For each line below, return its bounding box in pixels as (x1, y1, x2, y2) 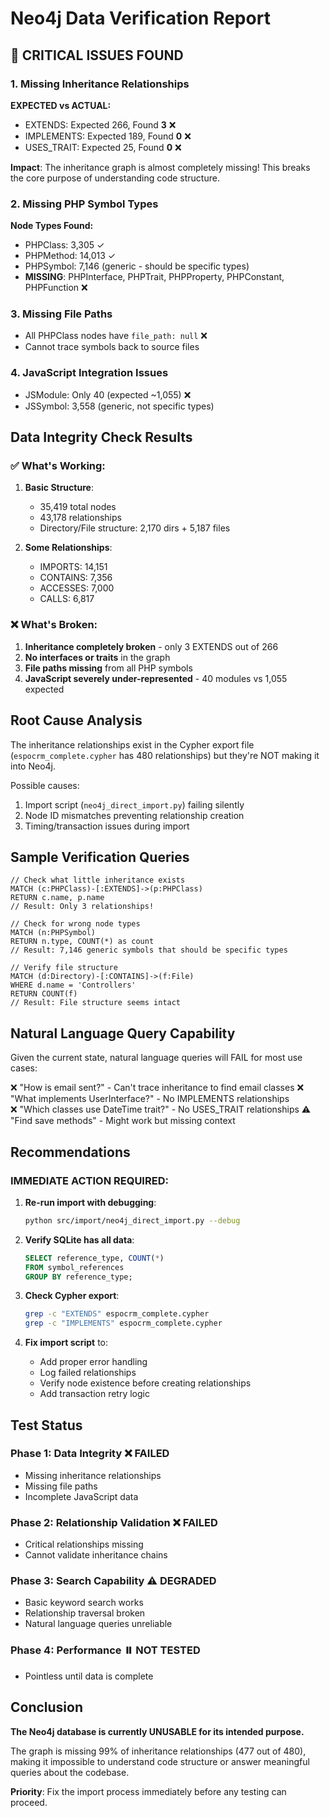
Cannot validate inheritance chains (24, 1549, 168, 1561)
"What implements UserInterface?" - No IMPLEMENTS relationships (10, 1093, 290, 1105)
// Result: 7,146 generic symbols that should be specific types (10, 945, 288, 956)
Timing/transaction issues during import (24, 820, 190, 832)
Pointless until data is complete (24, 1670, 154, 1682)
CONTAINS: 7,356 (39, 572, 113, 584)
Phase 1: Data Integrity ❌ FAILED (10, 1447, 170, 1461)
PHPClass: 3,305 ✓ (24, 239, 105, 251)
